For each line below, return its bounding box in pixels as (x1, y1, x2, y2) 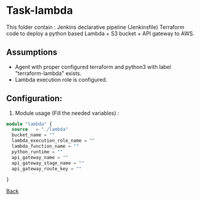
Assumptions (6, 47, 58, 58)
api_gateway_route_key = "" (11, 166, 82, 172)
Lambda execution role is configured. (14, 76, 108, 83)
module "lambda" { (6, 121, 52, 127)
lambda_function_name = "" (11, 144, 79, 150)
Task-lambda (6, 4, 73, 17)
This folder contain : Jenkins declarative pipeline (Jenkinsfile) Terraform (6, 23, 184, 31)
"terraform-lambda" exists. (14, 70, 82, 77)
